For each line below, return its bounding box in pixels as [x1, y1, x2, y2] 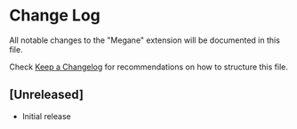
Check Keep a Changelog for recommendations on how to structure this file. [9, 61, 289, 72]
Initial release [21, 110, 71, 121]
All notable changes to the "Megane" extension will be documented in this [9, 35, 280, 45]
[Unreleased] [9, 87, 84, 102]
